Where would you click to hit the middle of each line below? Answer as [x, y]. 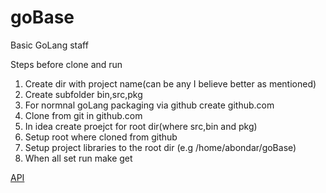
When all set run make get [78, 158]
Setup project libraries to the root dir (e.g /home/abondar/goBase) [160, 147]
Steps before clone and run [66, 64]
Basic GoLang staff [49, 45]
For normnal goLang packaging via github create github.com [149, 105]
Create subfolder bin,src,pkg [83, 94]
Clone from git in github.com [83, 115]
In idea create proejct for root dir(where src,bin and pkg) [141, 126]
